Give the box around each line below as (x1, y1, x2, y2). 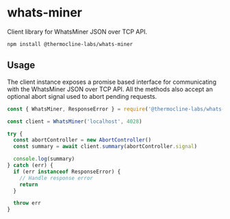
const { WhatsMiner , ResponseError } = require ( (7, 105, 149, 113)
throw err (13, 200, 41, 207)
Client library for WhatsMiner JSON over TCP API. (7, 27, 147, 36)
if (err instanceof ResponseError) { (13, 168, 121, 175)
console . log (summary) (13, 156, 75, 163)
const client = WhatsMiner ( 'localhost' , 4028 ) (7, 118, 142, 125)
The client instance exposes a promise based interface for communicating (7, 78, 217, 86)
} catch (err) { (7, 162, 53, 169)
